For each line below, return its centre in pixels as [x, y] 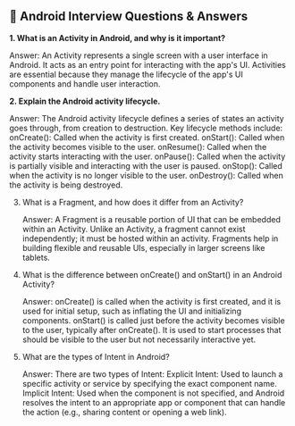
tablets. [36, 257]
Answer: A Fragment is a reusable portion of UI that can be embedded [152, 219]
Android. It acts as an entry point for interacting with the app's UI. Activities [147, 64]
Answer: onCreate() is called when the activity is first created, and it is [152, 301]
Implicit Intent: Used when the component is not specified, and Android [153, 393]
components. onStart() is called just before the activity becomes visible [153, 320]
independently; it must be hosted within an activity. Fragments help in [150, 238]
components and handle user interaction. [85, 84]
